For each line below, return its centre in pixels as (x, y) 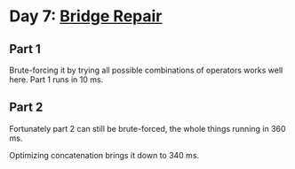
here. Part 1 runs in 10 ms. (56, 80)
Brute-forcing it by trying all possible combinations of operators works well (146, 70)
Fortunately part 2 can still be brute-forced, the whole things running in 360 (147, 128)
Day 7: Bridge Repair (86, 16)
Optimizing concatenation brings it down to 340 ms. (104, 155)
